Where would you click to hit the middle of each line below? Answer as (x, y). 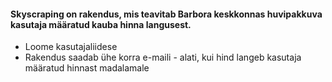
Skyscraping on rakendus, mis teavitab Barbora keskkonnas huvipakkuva (166, 14)
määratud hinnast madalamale (87, 68)
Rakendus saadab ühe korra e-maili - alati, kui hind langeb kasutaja (163, 57)
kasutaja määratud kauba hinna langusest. (101, 24)
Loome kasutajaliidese (71, 47)
